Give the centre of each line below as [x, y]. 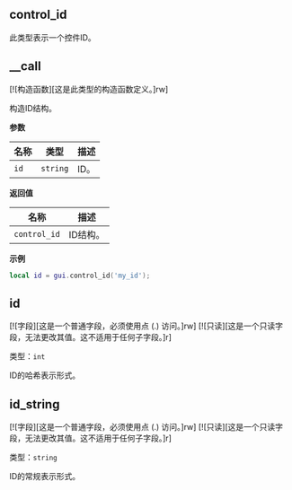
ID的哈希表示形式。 [45, 375]
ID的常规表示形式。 [45, 477]
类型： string [33, 458]
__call [26, 66]
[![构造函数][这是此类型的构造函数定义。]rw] [89, 89]
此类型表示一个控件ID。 [53, 37]
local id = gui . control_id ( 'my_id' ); [80, 276]
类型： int [27, 356]
